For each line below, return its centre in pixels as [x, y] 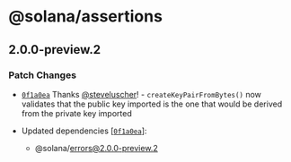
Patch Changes [43, 75]
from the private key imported [76, 113]
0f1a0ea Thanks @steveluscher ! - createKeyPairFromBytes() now [141, 94]
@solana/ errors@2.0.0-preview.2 [96, 148]
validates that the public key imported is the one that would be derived [152, 104]
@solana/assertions [86, 17]
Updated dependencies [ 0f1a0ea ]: [84, 131]
